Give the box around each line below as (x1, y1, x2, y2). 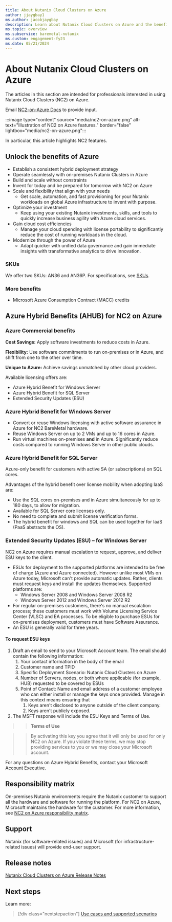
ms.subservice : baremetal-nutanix (5, 31, 79, 37)
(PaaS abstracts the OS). (12, 524, 65, 530)
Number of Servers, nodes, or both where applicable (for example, (20, 675, 161, 681)
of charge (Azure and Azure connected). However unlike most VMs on (12, 569, 161, 576)
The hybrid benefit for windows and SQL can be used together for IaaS (12, 519, 163, 525)
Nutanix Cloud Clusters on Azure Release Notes (5, 872, 106, 878)
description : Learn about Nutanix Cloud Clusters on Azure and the (5, 22, 153, 27)
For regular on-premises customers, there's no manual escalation (12, 602, 151, 608)
